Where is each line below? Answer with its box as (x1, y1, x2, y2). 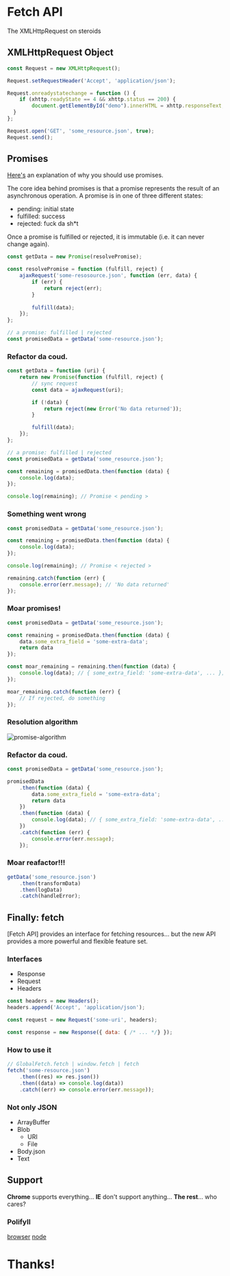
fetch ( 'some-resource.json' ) (7, 1067, 90, 1074)
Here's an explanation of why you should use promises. (7, 171, 164, 179)
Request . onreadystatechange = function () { (7, 90, 136, 97)
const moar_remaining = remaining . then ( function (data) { (7, 663, 176, 670)
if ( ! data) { (31, 399, 69, 405)
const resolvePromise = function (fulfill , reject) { (7, 265, 164, 273)
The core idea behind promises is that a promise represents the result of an (7, 185, 220, 193)
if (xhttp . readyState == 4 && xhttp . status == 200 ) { (19, 96, 176, 103)
